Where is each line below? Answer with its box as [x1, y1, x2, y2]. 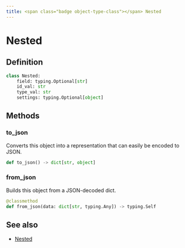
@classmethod [6, 198, 38, 204]
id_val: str [16, 83, 46, 90]
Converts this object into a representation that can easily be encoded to [6, 142, 180, 149]
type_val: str [16, 89, 51, 95]
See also [6, 220, 38, 230]
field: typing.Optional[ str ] [16, 78, 88, 84]
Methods [6, 111, 40, 121]
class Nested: [6, 73, 41, 79]
